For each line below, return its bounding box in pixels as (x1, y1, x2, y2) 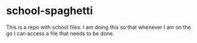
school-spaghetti (6, 4, 93, 18)
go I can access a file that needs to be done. (6, 29, 115, 37)
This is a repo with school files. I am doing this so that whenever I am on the (6, 24, 191, 31)
